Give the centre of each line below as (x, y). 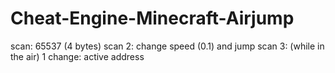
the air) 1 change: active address (77, 56)
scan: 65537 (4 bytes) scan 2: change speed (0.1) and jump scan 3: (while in (167, 46)
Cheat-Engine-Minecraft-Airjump (152, 18)
